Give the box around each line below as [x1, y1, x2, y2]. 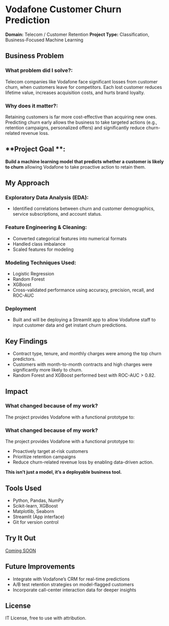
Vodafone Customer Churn [5, 4, 122, 15]
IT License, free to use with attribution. [5, 615, 87, 621]
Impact [5, 387, 28, 396]
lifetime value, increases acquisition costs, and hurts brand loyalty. [5, 89, 145, 96]
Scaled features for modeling [12, 246, 74, 252]
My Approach [5, 179, 50, 188]
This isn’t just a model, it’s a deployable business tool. [5, 469, 122, 475]
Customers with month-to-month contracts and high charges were [12, 361, 153, 367]
